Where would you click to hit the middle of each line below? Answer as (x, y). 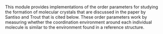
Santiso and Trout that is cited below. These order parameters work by (76, 17)
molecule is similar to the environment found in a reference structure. (75, 27)
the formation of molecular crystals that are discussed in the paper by (75, 12)
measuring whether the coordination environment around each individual (79, 22)
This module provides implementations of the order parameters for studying (81, 7)
